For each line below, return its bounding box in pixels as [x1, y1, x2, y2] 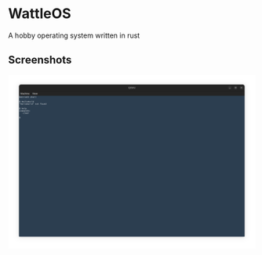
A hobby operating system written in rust [8, 31, 140, 40]
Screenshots [8, 53, 72, 67]
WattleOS [8, 5, 72, 23]
